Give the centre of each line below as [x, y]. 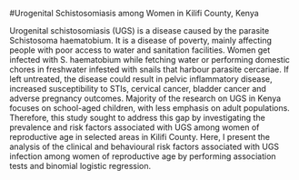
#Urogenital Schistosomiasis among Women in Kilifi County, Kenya [134, 13]
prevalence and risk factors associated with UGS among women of [135, 127]
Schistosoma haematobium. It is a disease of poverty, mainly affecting [141, 40]
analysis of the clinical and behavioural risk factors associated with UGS [145, 146]
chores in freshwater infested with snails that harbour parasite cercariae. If [149, 69]
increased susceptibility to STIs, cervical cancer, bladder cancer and [138, 89]
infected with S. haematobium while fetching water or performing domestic [150, 60]
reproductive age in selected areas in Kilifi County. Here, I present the [140, 137]
